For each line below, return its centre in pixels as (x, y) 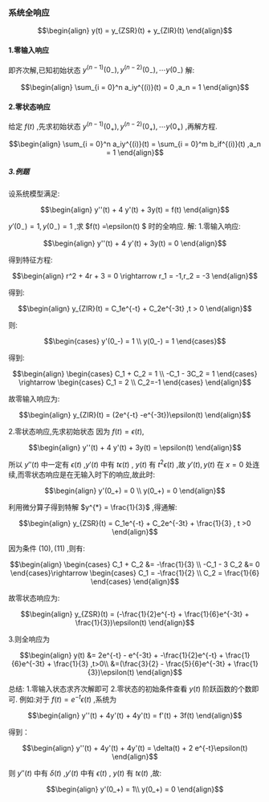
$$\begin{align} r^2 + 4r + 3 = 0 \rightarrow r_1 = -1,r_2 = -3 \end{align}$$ (135, 276)
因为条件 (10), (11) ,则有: (47, 548)
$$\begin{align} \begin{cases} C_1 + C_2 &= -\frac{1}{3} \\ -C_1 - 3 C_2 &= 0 (135, 564)
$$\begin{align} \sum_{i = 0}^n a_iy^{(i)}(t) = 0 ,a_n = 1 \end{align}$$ (135, 87)
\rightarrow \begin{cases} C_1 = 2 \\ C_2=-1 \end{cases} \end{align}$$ (135, 382)
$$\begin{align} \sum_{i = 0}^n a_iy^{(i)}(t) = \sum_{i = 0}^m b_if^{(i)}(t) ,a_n (135, 144)
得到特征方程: (31, 260)
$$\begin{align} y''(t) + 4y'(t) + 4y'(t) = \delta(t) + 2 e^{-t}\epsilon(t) (135, 747)
